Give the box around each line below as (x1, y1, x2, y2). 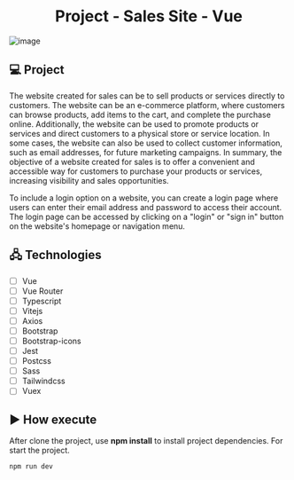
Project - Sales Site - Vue (54, 6, 244, 27)
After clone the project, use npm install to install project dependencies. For (9, 436, 283, 446)
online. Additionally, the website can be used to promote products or (9, 118, 259, 130)
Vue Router (21, 286, 64, 296)
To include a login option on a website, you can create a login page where (9, 193, 279, 203)
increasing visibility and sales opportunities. (9, 175, 170, 185)
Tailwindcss (21, 375, 66, 387)
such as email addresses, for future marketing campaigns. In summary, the (9, 146, 282, 157)
